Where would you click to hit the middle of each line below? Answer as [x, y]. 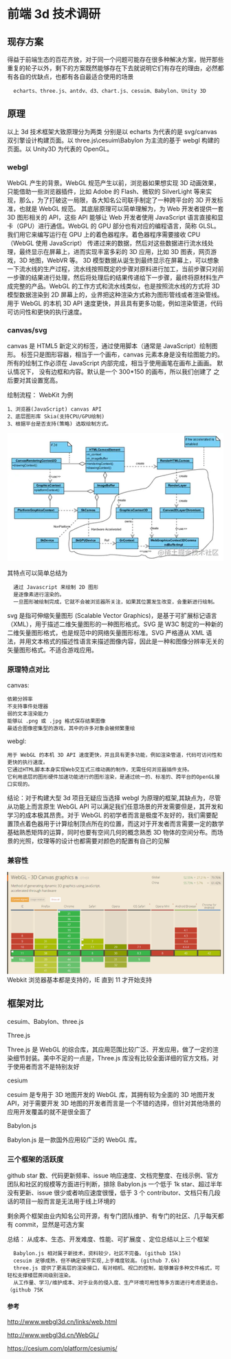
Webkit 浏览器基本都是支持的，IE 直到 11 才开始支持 [80, 980]
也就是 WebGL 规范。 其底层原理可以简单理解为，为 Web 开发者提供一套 [121, 209]
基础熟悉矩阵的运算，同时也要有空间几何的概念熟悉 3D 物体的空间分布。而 [112, 832]
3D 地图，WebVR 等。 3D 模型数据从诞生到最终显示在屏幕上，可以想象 [119, 260]
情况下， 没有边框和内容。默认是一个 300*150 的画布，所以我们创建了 [112, 372]
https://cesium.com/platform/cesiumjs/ [63, 1349]
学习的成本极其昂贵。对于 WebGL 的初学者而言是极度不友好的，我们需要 [110, 815]
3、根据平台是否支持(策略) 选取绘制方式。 [59, 424]
